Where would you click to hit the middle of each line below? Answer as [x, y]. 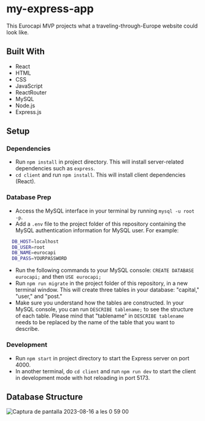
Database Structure [44, 397]
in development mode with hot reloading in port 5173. [83, 377]
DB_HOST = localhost [36, 241]
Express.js [28, 112]
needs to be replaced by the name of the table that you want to [95, 322]
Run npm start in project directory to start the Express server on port [102, 358]
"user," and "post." [39, 297]
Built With [25, 52]
